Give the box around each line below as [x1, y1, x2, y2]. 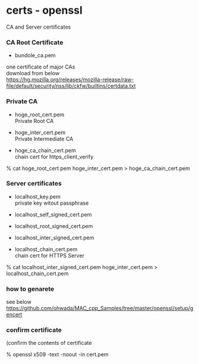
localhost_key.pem [14, 193, 61, 200]
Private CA [6, 97, 38, 106]
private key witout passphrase [14, 199, 89, 206]
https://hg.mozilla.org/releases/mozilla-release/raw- [6, 76, 134, 84]
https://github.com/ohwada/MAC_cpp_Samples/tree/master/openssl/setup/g [6, 305, 194, 312]
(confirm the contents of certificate [6, 340, 92, 347]
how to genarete [6, 285, 55, 293]
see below [6, 298, 31, 306]
